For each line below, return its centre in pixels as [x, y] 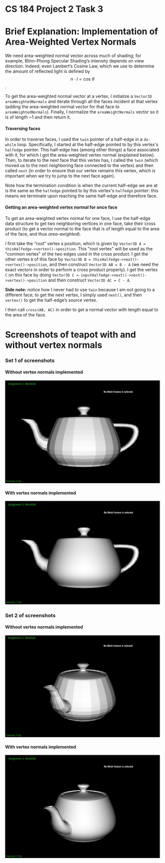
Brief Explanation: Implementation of [82, 32]
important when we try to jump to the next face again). [60, 176]
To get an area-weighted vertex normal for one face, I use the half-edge [78, 218]
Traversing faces [23, 128]
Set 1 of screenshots [30, 360]
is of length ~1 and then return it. [38, 117]
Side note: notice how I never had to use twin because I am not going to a [80, 289]
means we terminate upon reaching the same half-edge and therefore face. [81, 196]
